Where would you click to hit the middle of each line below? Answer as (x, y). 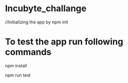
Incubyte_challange (46, 9)
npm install (16, 65)
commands (28, 52)
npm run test (18, 75)
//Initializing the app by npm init (37, 22)
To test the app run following (64, 42)
